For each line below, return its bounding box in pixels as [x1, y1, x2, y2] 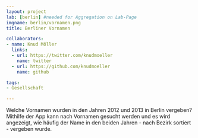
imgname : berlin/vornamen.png [6, 20, 81, 25]
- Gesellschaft [6, 85, 44, 91]
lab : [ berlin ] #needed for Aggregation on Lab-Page [6, 14, 137, 20]
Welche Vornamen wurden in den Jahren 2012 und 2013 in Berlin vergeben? [6, 107, 192, 114]
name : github [17, 69, 49, 75]
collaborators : [6, 36, 44, 42]
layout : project [6, 8, 46, 15]
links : [11, 47, 28, 53]
